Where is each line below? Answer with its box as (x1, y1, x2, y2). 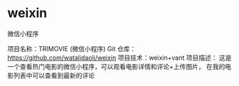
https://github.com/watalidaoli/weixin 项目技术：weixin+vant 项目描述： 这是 (7, 53, 232, 62)
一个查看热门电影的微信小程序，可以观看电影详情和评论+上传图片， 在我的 (7, 62, 225, 70)
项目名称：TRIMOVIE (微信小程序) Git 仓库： (7, 44, 137, 53)
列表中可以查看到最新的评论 (13, 71, 95, 80)
